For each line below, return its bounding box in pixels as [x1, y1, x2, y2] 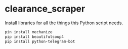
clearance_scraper [5, 3, 86, 15]
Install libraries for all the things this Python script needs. [5, 20, 123, 26]
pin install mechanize [5, 29, 53, 34]
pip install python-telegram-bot [5, 39, 75, 44]
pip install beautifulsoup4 [5, 34, 64, 39]
